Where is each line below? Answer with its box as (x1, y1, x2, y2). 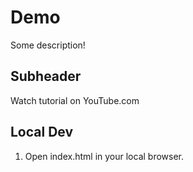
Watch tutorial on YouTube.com (10, 94, 140, 106)
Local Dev (10, 124, 74, 141)
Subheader (10, 68, 82, 85)
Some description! (10, 39, 86, 51)
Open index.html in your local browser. (24, 150, 185, 162)
